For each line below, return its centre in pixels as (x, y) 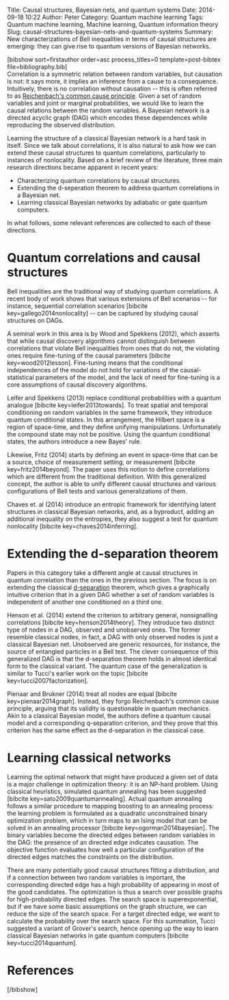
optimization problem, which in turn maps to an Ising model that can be (107, 820)
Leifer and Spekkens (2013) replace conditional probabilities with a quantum (114, 398)
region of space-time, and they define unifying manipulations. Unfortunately (114, 426)
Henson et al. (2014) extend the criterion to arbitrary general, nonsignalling (112, 615)
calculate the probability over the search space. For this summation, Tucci (111, 921)
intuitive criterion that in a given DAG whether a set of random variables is (111, 594)
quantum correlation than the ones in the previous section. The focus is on (112, 580)
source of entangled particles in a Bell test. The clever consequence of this (113, 651)
